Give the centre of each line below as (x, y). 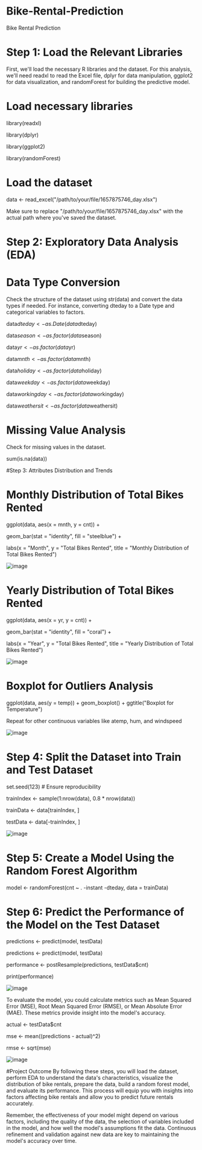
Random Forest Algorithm (72, 870)
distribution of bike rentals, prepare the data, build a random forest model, (98, 1084)
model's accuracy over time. (42, 1141)
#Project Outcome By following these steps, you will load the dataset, (93, 1071)
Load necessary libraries (70, 106)
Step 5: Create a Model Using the (90, 858)
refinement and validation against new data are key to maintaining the (93, 1134)
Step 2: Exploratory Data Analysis (93, 242)
